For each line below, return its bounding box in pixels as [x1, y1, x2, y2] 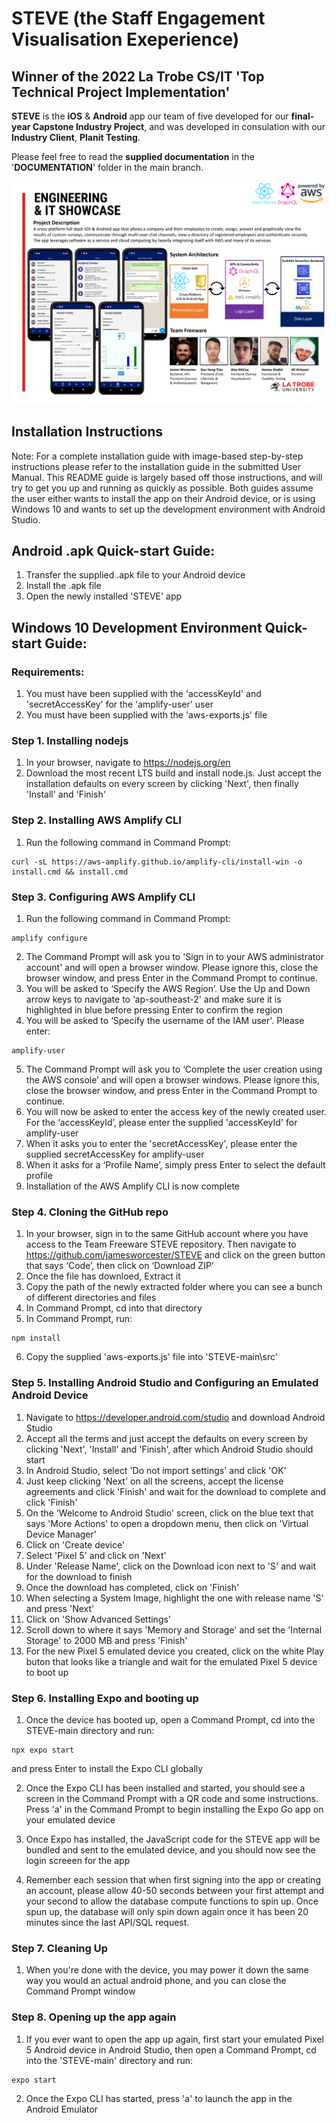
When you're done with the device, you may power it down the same [25, 1964, 309, 1976]
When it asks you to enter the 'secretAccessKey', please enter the [25, 1138, 298, 1150]
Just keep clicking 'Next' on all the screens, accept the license [25, 1475, 284, 1487]
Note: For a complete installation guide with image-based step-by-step [11, 450, 304, 462]
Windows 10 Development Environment [11, 619, 263, 636]
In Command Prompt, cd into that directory [25, 1302, 203, 1314]
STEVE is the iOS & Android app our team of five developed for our [11, 110, 289, 122]
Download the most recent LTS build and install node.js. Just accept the [25, 767, 322, 779]
